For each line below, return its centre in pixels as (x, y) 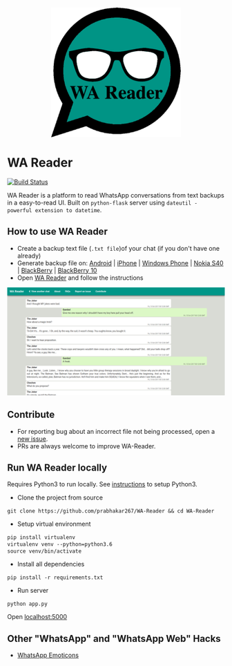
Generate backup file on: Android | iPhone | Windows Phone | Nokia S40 (120, 263)
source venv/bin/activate (44, 551)
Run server (33, 591)
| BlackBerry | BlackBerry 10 (57, 270)
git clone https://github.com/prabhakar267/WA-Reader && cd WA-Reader (111, 511)
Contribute (31, 415)
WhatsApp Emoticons (48, 655)
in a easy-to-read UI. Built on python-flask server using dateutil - (103, 202)
